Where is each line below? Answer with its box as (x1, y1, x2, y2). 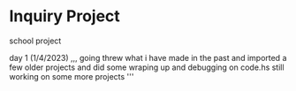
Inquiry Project (9, 6, 121, 27)
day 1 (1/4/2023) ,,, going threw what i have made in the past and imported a (9, 52, 287, 63)
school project (9, 35, 62, 46)
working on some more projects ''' (9, 71, 134, 81)
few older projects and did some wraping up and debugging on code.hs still (9, 62, 285, 72)
